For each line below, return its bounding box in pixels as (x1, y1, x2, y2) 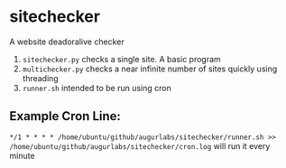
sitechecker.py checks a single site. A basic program (22, 53, 221, 64)
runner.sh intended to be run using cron (22, 82, 171, 93)
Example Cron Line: (9, 108, 122, 124)
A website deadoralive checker (9, 36, 125, 47)
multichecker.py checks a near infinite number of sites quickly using (22, 63, 278, 74)
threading (22, 72, 59, 83)
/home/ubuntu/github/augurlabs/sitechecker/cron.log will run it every (9, 140, 271, 151)
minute (9, 150, 35, 161)
